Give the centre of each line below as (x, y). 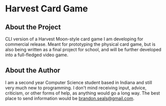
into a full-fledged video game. (37, 55)
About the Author (33, 70)
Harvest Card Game (47, 9)
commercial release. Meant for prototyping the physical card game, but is (80, 44)
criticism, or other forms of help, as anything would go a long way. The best (83, 93)
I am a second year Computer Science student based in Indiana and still (79, 82)
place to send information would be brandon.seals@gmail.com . (70, 98)
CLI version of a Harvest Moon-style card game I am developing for (74, 39)
